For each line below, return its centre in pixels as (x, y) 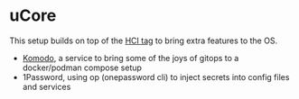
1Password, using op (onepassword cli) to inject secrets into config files (156, 76)
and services (47, 86)
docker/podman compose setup (82, 67)
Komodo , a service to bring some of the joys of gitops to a (131, 58)
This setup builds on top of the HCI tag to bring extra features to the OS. (144, 40)
